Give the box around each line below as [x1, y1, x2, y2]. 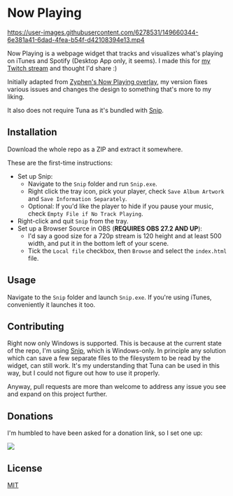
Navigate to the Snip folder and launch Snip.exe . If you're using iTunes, [7, 293, 212, 301]
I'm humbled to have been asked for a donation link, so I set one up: [7, 429, 203, 437]
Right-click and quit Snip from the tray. [17, 216, 129, 225]
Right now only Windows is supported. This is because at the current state [7, 339, 222, 347]
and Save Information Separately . [27, 194, 127, 202]
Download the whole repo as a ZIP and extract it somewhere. [7, 145, 183, 153]
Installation [7, 126, 57, 138]
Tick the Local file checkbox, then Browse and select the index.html [27, 247, 227, 255]
